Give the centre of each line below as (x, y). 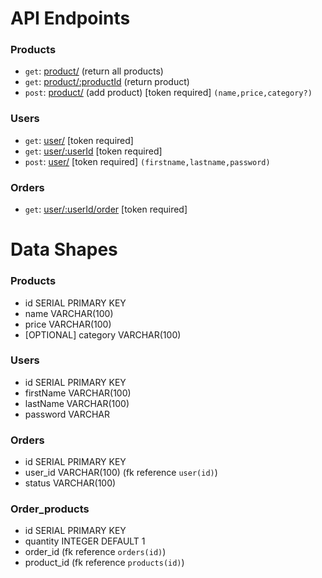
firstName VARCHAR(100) (78, 393)
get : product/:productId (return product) (107, 82)
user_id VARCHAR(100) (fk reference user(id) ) (121, 473)
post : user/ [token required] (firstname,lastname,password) (147, 161)
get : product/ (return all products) (94, 71)
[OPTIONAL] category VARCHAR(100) (103, 334)
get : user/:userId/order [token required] (106, 209)
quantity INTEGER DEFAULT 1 (85, 541)
